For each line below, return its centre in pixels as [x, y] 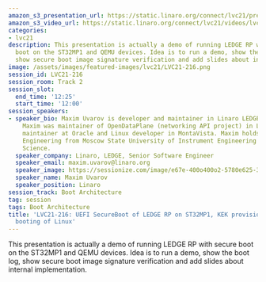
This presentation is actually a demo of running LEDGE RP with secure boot [131, 244]
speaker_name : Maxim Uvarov [62, 178]
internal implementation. [47, 269]
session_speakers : [38, 112]
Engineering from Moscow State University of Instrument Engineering [140, 141]
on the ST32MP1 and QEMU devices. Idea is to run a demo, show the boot [129, 253]
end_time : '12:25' [46, 97]
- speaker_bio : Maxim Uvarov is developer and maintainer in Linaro [123, 119]
